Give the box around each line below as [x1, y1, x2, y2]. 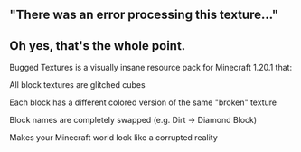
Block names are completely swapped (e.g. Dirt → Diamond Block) [9, 115, 258, 126]
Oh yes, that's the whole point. [9, 38, 186, 53]
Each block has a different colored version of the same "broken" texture [9, 97, 277, 108]
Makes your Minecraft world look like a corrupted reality [9, 132, 219, 143]
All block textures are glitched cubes [9, 80, 146, 90]
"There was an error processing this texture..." [9, 7, 279, 23]
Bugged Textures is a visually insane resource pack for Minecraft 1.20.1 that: [9, 62, 292, 73]
